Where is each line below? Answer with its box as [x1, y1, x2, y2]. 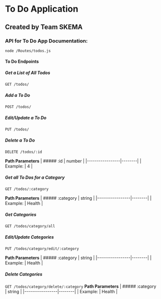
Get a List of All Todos [5, 70, 50, 76]
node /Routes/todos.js [5, 48, 51, 53]
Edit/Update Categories [5, 234, 54, 240]
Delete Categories [5, 271, 43, 277]
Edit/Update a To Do [5, 115, 47, 120]
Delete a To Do [5, 137, 35, 143]
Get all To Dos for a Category [5, 174, 65, 180]
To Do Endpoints [5, 58, 39, 64]
